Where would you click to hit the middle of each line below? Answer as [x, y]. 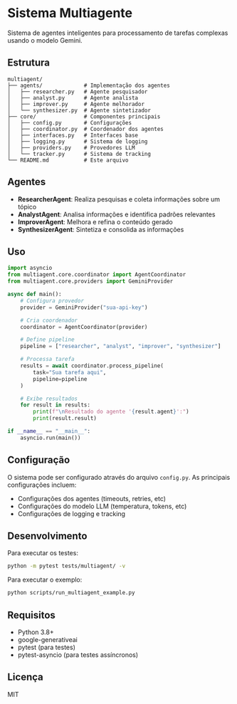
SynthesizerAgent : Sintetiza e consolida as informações [101, 229]
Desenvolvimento [47, 536]
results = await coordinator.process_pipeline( [92, 366]
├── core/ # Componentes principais [84, 116]
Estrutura [29, 63]
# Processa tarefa [47, 359]
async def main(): [35, 294]
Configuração [39, 460]
